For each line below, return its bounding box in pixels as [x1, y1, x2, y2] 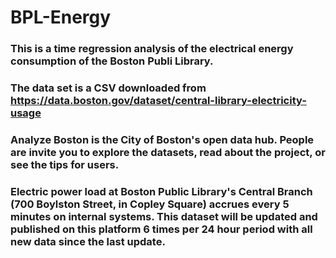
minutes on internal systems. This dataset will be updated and [10, 209, 318, 223]
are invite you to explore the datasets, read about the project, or [10, 145, 326, 159]
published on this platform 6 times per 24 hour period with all [10, 222, 313, 236]
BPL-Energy [10, 6, 112, 29]
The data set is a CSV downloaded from [10, 81, 207, 95]
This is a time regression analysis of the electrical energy [10, 42, 294, 56]
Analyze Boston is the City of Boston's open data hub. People [10, 132, 315, 146]
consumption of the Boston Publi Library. [10, 54, 214, 68]
